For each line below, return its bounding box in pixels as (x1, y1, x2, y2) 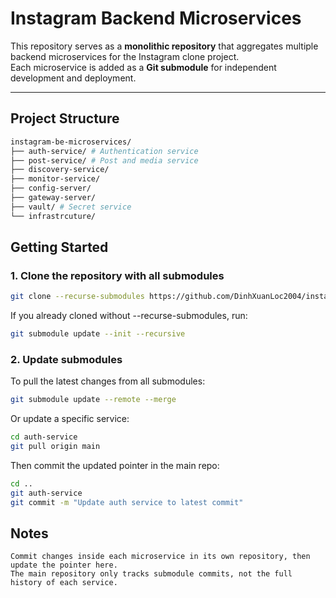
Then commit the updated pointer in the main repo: (10, 459, 220, 471)
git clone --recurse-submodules (10, 292, 145, 302)
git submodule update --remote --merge (10, 395, 177, 405)
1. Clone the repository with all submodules (10, 268, 225, 282)
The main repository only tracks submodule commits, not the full (10, 569, 293, 579)
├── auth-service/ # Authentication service (10, 146, 199, 156)
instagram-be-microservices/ (10, 137, 132, 147)
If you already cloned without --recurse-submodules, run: (10, 310, 248, 322)
